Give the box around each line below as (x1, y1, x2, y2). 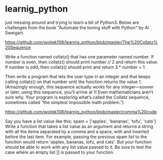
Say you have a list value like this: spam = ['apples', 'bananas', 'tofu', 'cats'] (5, 118, 156, 124)
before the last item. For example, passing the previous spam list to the (5, 134, 147, 140)
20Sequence (5, 44, 31, 50)
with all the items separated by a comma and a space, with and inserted (5, 128, 149, 134)
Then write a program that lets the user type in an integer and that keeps (5, 73, 151, 79)
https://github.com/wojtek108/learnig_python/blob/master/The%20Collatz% (5, 39, 158, 45)
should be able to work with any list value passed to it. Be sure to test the (5, 144, 152, 150)
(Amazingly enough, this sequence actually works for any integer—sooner (5, 84, 154, 89)
